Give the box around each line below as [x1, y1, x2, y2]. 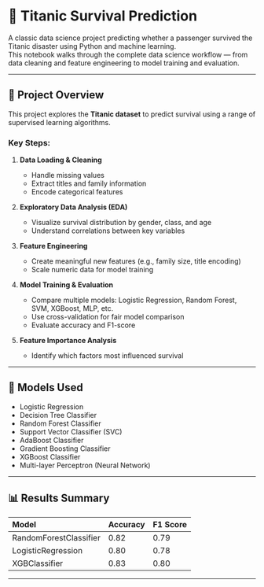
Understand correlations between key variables [31, 226, 185, 235]
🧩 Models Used [8, 381, 84, 394]
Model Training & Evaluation [19, 280, 114, 290]
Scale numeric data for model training [31, 265, 154, 275]
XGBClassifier [12, 558, 64, 569]
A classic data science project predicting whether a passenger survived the [8, 33, 253, 42]
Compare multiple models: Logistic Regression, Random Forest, [31, 295, 237, 305]
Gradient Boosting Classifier [19, 444, 112, 453]
